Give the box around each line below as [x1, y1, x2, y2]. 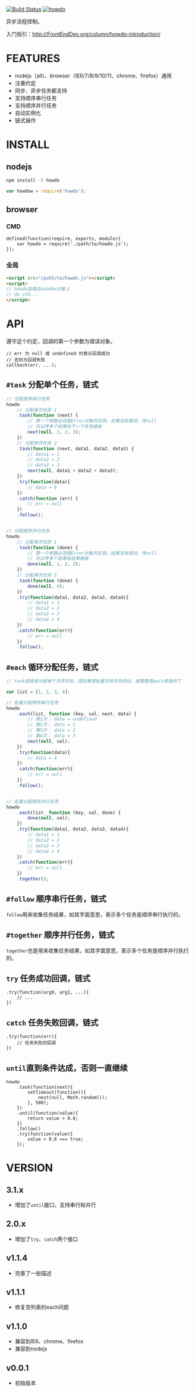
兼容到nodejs [14, 1345, 48, 1353]
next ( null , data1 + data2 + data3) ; [27, 468, 118, 474]
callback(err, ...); [6, 362, 58, 368]
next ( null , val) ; [27, 738, 70, 744]
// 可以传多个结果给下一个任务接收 [27, 424, 102, 429]
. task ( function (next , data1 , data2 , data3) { [17, 446, 134, 452]
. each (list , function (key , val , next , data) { [17, 711, 137, 717]
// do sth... [6, 291, 39, 297]
